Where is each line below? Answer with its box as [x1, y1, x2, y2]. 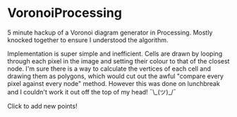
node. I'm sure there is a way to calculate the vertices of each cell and [7, 64, 212, 73]
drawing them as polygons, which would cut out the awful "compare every [7, 72, 224, 80]
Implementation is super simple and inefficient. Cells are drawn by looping [7, 49, 223, 58]
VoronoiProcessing [7, 5, 122, 21]
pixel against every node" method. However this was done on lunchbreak [7, 79, 220, 87]
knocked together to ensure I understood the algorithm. [7, 35, 169, 44]
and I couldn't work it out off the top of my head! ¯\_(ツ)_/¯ [7, 87, 177, 96]
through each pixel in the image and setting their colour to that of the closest [7, 56, 230, 65]
